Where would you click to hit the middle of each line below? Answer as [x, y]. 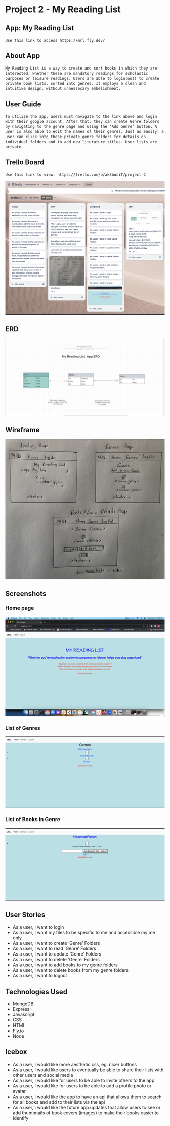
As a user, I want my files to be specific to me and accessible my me [84, 933]
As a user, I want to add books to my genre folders [65, 965]
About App [23, 56]
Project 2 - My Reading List [63, 9]
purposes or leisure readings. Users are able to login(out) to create [82, 78]
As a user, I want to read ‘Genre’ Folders [54, 949]
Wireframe [23, 430]
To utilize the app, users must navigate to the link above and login [81, 116]
